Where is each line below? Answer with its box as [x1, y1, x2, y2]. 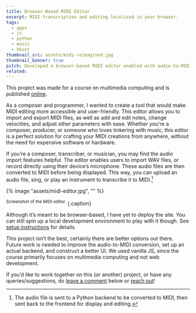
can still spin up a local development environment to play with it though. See [6, 217, 190, 224]
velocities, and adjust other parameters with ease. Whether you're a [6, 120, 169, 127]
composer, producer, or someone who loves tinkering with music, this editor [6, 127, 189, 134]
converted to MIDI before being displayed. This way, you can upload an [6, 169, 178, 176]
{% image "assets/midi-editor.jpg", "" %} [6, 187, 104, 194]
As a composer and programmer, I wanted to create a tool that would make [6, 102, 186, 109]
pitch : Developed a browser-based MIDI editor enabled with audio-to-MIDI [6, 62, 192, 69]
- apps [11, 25, 27, 31]
